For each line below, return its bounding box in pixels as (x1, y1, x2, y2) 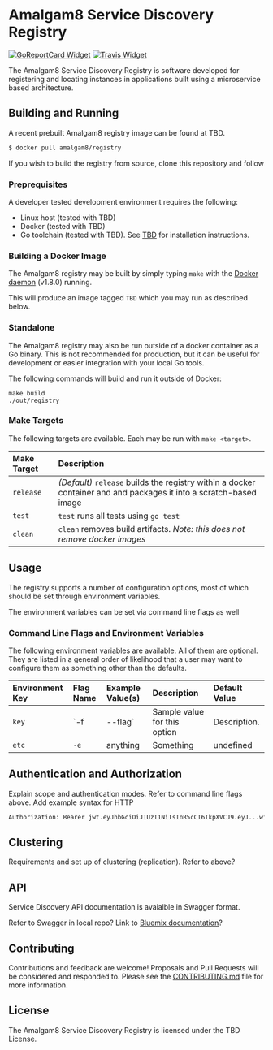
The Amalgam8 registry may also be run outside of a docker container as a (8, 340, 259, 350)
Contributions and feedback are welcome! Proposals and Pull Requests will (8, 963, 259, 973)
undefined (213, 739, 253, 750)
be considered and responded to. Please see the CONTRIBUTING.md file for (8, 972, 264, 982)
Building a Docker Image (8, 250, 107, 261)
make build (8, 389, 45, 397)
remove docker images (58, 534, 146, 545)
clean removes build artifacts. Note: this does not (58, 523, 245, 534)
